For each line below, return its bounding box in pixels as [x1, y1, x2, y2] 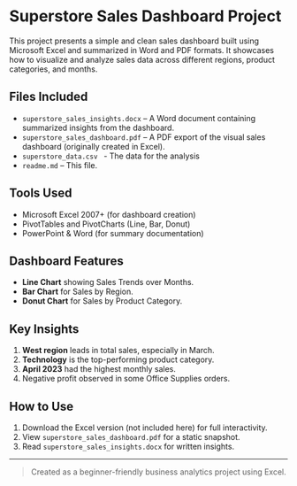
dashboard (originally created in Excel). [21, 141, 165, 151]
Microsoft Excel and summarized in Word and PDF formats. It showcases [9, 44, 274, 55]
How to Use [9, 398, 74, 413]
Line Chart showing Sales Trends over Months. [21, 277, 194, 288]
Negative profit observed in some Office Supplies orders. [21, 374, 231, 384]
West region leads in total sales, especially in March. [21, 345, 215, 356]
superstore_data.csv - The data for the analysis [21, 150, 201, 161]
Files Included [9, 89, 88, 104]
